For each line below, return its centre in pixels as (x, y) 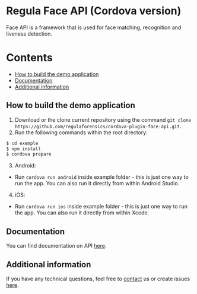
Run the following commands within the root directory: (81, 132)
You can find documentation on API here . (56, 246)
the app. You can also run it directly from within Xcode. (82, 213)
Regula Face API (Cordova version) (94, 11)
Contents (30, 58)
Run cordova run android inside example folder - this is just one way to (101, 177)
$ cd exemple (22, 143)
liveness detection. (29, 33)
